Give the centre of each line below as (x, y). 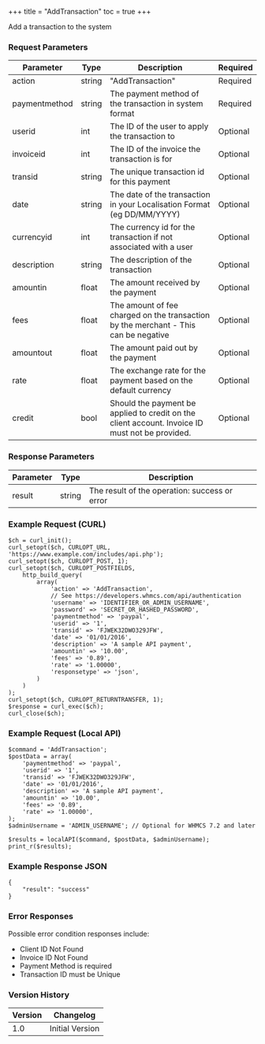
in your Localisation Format (160, 205)
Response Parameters (51, 456)
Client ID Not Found (52, 949)
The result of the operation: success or (160, 490)
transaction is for (141, 159)
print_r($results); (40, 847)
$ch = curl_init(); (40, 540)
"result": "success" (56, 890)
